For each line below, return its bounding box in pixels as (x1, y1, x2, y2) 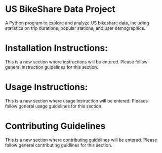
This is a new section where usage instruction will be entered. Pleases (5, 98, 148, 103)
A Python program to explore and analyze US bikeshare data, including (5, 20, 149, 26)
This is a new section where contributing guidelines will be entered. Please (5, 137, 157, 143)
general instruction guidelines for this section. (5, 64, 99, 70)
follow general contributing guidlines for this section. (5, 142, 113, 148)
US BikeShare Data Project (5, 3, 116, 15)
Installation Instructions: (5, 43, 108, 54)
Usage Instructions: (5, 82, 88, 93)
